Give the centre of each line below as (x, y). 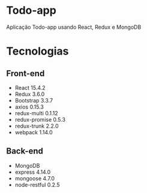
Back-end (25, 151)
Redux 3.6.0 (30, 94)
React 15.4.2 (30, 88)
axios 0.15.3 (29, 107)
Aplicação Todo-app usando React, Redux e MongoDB (74, 27)
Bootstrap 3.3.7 (34, 100)
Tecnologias (37, 51)
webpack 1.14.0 (34, 132)
